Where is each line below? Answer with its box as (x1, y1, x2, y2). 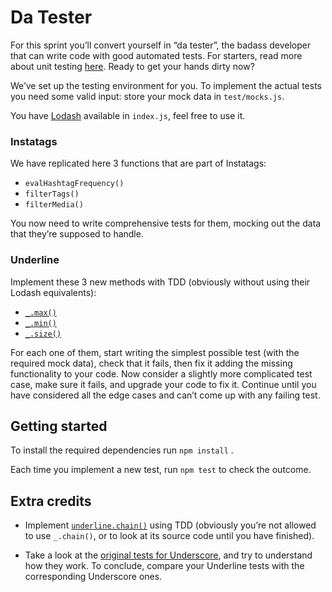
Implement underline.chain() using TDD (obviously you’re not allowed (24, 519, 317, 531)
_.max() (24, 307, 57, 318)
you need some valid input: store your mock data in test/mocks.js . (10, 90, 285, 102)
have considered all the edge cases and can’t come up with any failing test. (10, 389, 321, 401)
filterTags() (24, 189, 80, 200)
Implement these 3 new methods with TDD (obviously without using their (10, 276, 311, 288)
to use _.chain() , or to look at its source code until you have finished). (24, 530, 315, 542)
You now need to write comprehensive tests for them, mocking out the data (10, 217, 322, 230)
